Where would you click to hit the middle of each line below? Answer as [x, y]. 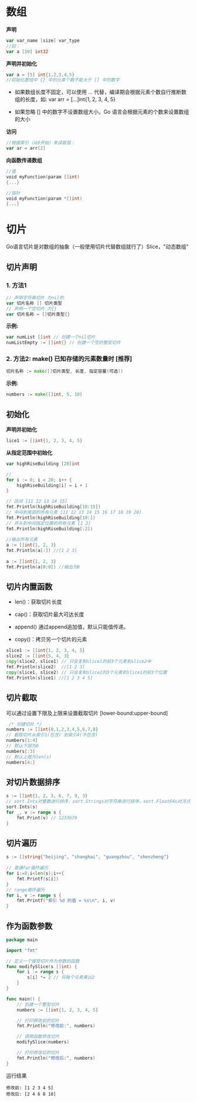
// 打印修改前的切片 [38, 1020]
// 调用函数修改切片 [38, 1037]
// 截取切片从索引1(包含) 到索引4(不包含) [52, 735]
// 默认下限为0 [23, 746]
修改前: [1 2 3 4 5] [30, 1088]
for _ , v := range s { [34, 812]
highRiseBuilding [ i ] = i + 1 [52, 485]
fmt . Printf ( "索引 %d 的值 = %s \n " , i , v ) [66, 901]
